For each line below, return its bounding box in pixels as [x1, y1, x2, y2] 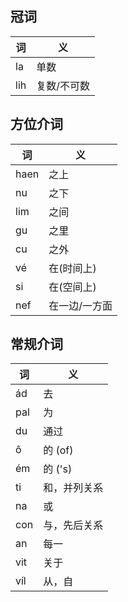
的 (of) [43, 443, 74, 457]
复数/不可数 [36, 78, 90, 92]
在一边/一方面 [48, 298, 113, 312]
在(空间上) [48, 280, 97, 294]
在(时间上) [48, 261, 97, 275]
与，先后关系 [43, 518, 104, 532]
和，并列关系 [43, 481, 104, 495]
